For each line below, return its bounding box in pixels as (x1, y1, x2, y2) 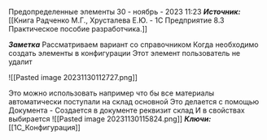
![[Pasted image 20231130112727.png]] (8, 73, 138, 82)
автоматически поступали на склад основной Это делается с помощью (8, 97, 260, 106)
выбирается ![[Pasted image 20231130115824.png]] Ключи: (8, 114, 212, 124)
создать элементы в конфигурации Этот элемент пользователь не (8, 49, 241, 57)
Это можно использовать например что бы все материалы (8, 88, 215, 98)
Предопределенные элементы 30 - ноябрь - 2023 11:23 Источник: (8, 7, 241, 16)
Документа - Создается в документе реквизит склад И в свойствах (8, 105, 246, 115)
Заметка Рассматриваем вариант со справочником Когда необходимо (8, 40, 259, 49)
